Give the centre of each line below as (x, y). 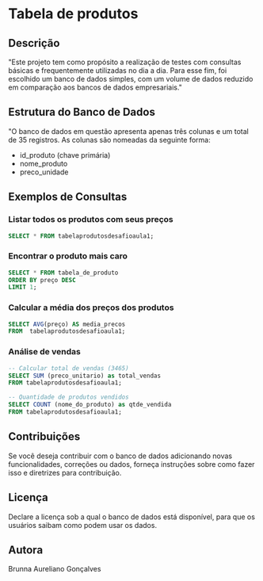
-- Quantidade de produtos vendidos (69, 397)
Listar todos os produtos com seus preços (91, 220)
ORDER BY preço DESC (42, 280)
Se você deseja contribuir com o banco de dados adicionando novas (120, 456)
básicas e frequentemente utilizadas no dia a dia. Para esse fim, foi (118, 71)
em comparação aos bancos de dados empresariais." (95, 87)
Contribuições (44, 437)
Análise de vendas (44, 352)
